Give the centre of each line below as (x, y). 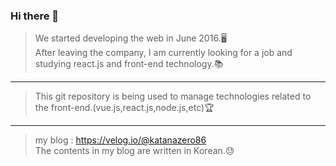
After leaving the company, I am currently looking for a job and (163, 53)
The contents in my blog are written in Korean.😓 (134, 151)
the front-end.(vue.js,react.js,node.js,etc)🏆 (124, 108)
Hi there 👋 (35, 16)
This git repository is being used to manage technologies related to (173, 96)
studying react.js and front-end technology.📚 (129, 64)
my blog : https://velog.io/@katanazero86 (120, 140)
